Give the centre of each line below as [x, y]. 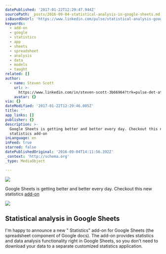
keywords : [15, 23]
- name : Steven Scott [32, 83]
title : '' [15, 111]
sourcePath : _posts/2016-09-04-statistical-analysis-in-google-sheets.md [83, 14]
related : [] [17, 74]
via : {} [13, 102]
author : [13, 78]
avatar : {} [25, 97]
